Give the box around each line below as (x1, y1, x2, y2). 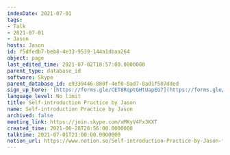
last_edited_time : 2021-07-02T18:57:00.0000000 (7, 61, 146, 68)
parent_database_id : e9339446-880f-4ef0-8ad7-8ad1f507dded (7, 80, 179, 87)
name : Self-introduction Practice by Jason (7, 106, 133, 112)
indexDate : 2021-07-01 (7, 10, 72, 17)
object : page (7, 55, 44, 62)
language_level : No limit (7, 93, 81, 100)
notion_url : (7, 138, 41, 145)
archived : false (7, 112, 53, 119)
